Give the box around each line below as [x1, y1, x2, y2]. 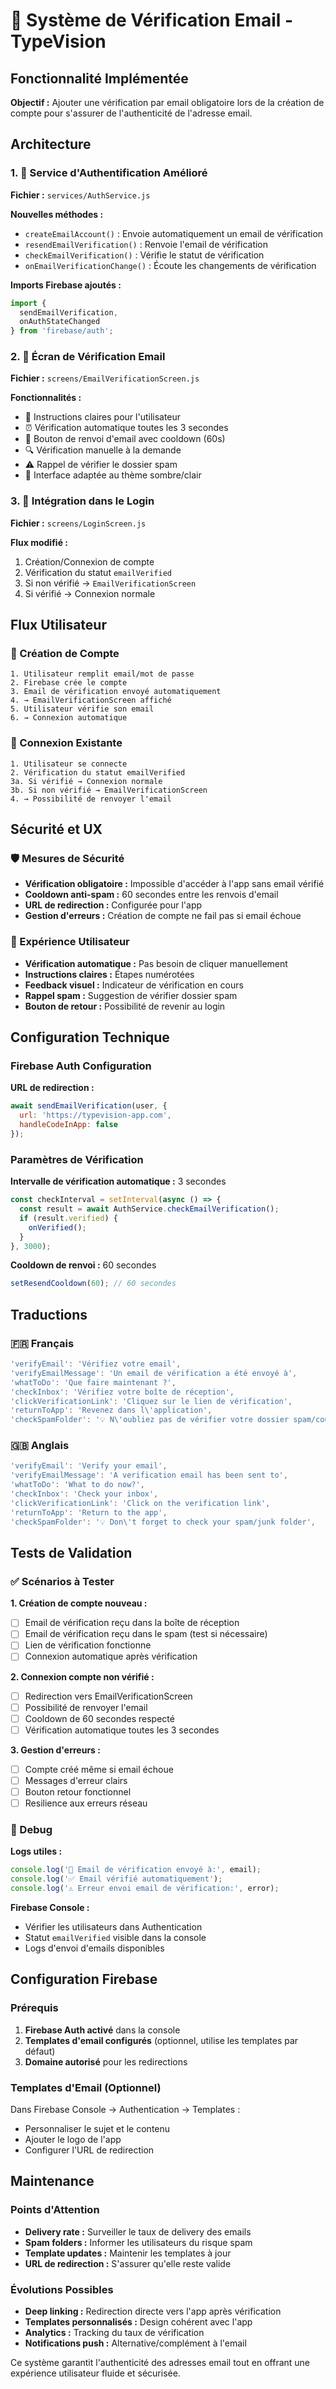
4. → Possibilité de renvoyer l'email [10, 794, 172, 804]
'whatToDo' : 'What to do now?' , [10, 1480, 145, 1490]
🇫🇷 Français [10, 1336, 75, 1350]
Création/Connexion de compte [24, 555, 155, 568]
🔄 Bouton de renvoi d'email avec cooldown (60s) [24, 433, 226, 445]
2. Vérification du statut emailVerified [10, 767, 186, 778]
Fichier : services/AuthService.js [10, 189, 151, 201]
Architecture [10, 136, 92, 153]
